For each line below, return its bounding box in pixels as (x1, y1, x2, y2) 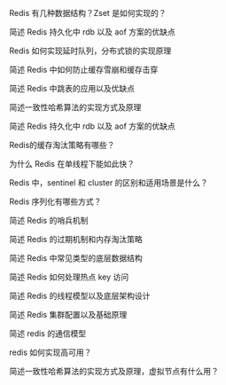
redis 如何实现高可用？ (9, 347, 92, 357)
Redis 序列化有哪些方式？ (9, 196, 102, 207)
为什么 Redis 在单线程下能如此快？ (9, 159, 136, 169)
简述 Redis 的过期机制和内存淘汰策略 (9, 234, 144, 244)
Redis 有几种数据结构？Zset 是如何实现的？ (9, 8, 167, 18)
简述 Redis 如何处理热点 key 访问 (9, 271, 129, 282)
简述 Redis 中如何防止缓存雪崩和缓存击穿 (9, 65, 159, 75)
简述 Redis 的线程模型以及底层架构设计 (9, 291, 151, 301)
